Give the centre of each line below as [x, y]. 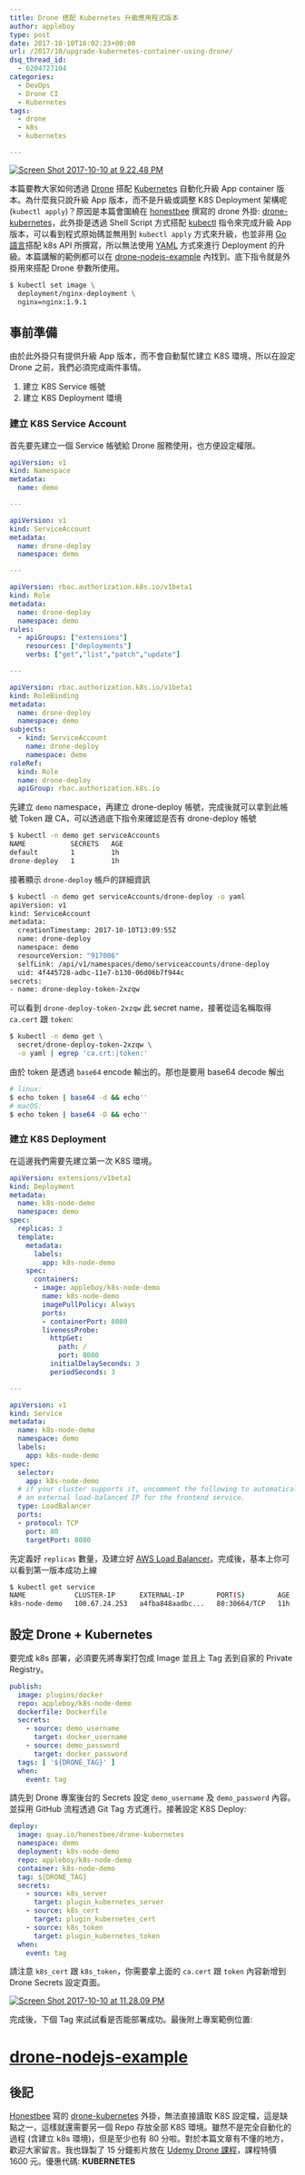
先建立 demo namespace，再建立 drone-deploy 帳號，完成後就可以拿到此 [145, 807]
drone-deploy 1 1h [64, 861]
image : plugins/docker [60, 1695]
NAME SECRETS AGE [67, 844]
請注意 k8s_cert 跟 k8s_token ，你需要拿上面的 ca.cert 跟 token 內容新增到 [148, 1972]
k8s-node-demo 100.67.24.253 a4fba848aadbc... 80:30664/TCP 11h [150, 1604]
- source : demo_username [73, 1729]
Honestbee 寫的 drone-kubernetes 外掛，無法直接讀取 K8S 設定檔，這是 [145, 2116]
